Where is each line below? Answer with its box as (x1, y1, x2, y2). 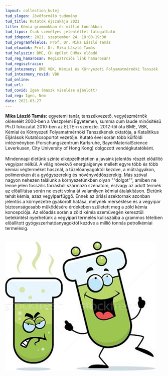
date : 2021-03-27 (5, 98, 42, 103)
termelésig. (5, 225, 29, 231)
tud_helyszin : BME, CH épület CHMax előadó (5, 50, 98, 55)
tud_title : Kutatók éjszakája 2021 (5, 19, 80, 24)
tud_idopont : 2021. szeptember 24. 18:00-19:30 (5, 35, 107, 40)
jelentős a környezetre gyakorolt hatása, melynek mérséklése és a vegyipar (5, 198, 161, 204)
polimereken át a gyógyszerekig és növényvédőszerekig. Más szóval (5, 172, 147, 178)
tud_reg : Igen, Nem (5, 93, 46, 98)
